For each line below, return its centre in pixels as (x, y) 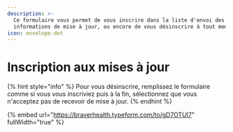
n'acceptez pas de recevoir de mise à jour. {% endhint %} (90, 101)
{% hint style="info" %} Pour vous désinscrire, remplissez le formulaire (109, 87)
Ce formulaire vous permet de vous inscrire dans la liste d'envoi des (119, 20)
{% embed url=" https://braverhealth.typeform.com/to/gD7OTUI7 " (101, 115)
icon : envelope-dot (35, 33)
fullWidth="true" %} (36, 122)
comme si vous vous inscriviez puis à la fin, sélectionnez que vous (102, 94)
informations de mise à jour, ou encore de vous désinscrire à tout (114, 26)
